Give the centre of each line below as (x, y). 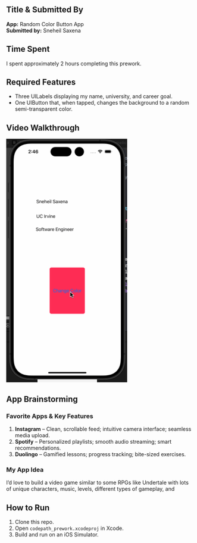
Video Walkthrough (43, 128)
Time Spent (28, 49)
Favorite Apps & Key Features (50, 416)
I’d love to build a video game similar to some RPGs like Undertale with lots (98, 483)
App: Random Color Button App (45, 24)
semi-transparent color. (43, 109)
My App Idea (25, 469)
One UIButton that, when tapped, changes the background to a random (102, 103)
